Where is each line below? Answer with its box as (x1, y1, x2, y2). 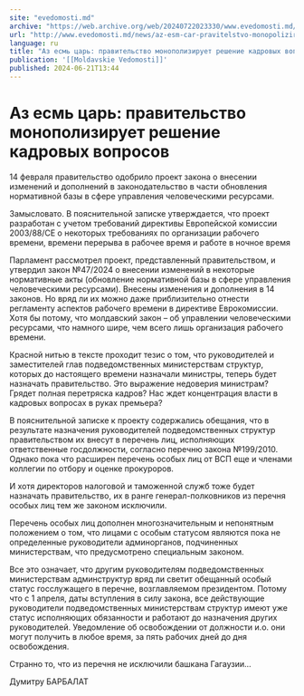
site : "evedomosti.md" (9, 13, 95, 23)
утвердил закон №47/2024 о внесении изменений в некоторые (9, 264, 255, 275)
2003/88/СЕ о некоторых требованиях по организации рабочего (9, 227, 260, 238)
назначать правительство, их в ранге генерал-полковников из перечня (9, 490, 287, 501)
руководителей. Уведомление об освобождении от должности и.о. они (9, 622, 286, 633)
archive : (9, 22, 43, 31)
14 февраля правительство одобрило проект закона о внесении (9, 171, 258, 182)
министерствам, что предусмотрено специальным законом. (9, 546, 244, 557)
